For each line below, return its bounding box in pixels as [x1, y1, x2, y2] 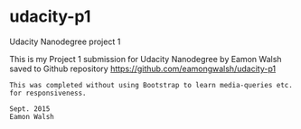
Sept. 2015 [9, 104, 51, 114]
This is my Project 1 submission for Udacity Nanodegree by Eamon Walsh [9, 53, 282, 64]
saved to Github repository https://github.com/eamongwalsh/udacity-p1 [9, 63, 277, 74]
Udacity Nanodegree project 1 [9, 36, 121, 47]
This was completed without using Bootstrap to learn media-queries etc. [9, 80, 294, 89]
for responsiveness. [9, 88, 88, 97]
